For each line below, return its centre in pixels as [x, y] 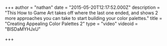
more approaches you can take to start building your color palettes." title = [83, 18]
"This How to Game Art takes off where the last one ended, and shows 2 [81, 13]
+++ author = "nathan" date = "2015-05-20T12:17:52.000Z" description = [82, 7]
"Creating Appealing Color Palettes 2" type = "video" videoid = [71, 24]
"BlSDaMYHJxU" [23, 29]
